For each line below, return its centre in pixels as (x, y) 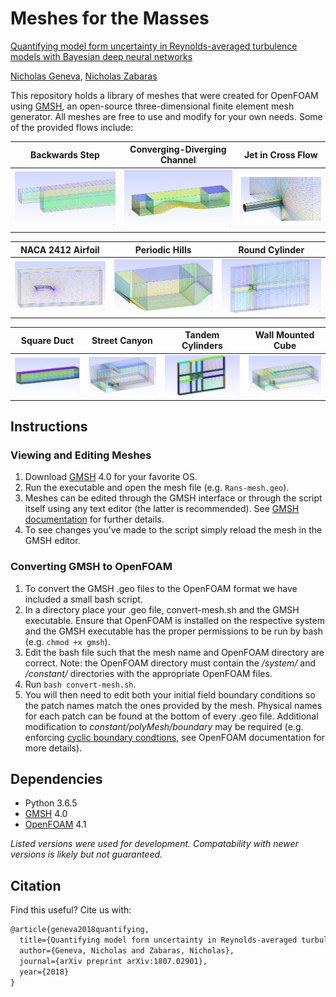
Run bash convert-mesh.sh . (80, 684)
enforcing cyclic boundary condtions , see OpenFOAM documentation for (174, 737)
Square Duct (47, 340)
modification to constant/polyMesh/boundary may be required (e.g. (164, 726)
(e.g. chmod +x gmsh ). (67, 641)
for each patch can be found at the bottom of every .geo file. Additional (171, 716)
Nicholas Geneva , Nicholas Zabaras (84, 76)
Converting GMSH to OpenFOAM (91, 567)
